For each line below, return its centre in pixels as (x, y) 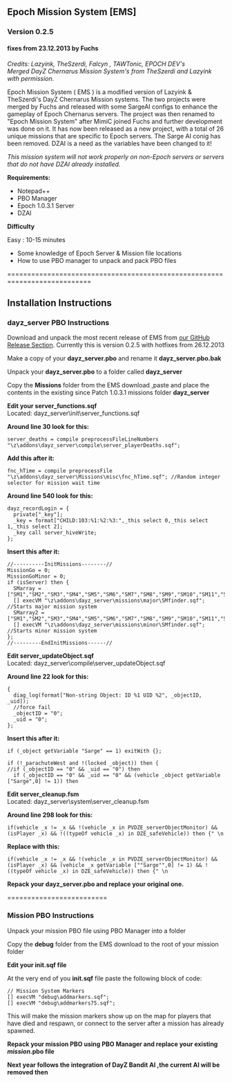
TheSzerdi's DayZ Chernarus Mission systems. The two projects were (106, 99)
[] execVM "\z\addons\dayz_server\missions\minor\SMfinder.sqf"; (109, 625)
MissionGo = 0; (29, 571)
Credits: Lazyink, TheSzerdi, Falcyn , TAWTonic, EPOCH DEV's (96, 64)
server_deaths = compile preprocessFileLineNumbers (83, 439)
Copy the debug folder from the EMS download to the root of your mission (113, 944)
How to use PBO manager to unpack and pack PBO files (97, 260)
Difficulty (21, 226)
